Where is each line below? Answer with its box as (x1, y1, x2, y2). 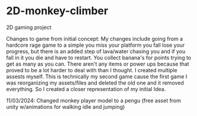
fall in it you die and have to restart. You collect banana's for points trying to (6, 54, 192, 61)
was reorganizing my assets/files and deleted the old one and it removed (6, 79, 184, 86)
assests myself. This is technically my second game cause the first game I (6, 73, 188, 80)
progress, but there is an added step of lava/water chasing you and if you (6, 47, 186, 54)
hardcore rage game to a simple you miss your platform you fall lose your (6, 41, 185, 49)
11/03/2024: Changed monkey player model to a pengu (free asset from (6, 96, 182, 104)
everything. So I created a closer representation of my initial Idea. (6, 85, 166, 92)
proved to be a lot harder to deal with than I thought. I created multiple (6, 66, 177, 73)
